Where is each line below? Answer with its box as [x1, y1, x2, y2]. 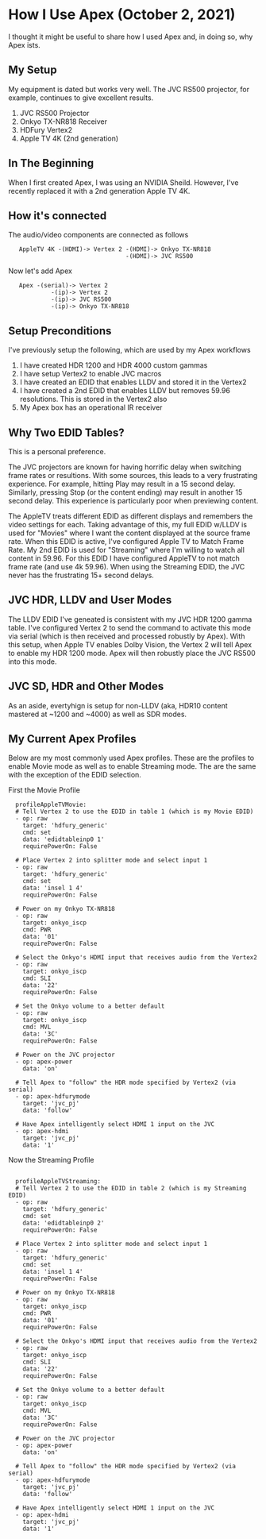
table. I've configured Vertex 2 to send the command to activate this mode [8, 623, 252, 632]
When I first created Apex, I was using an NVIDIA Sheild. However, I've [8, 177, 239, 187]
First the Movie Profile [8, 785, 81, 795]
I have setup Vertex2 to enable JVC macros [19, 369, 162, 379]
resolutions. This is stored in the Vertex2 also [19, 395, 168, 404]
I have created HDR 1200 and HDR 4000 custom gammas [19, 361, 208, 370]
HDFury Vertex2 [19, 125, 73, 134]
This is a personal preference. [8, 447, 106, 456]
